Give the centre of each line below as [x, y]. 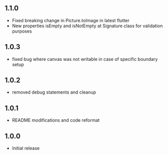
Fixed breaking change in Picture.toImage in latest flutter [71, 20]
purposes [22, 31]
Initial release [26, 148]
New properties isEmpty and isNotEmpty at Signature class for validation [87, 26]
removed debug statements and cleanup [54, 92]
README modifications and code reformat [56, 120]
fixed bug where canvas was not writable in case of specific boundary [85, 59]
